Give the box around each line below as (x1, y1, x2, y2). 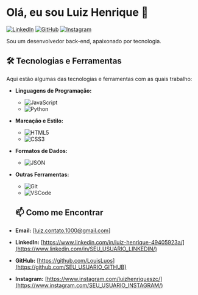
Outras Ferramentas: (15, 171, 69, 178)
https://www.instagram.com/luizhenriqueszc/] (46, 275, 163, 282)
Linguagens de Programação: (15, 87, 92, 94)
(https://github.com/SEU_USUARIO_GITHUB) (15, 263, 127, 271)
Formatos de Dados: (15, 147, 68, 154)
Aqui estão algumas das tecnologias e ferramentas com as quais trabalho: (6, 75, 193, 82)
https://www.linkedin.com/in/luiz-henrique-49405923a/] (42, 238, 185, 246)
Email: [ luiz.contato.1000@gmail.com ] (15, 227, 111, 234)
